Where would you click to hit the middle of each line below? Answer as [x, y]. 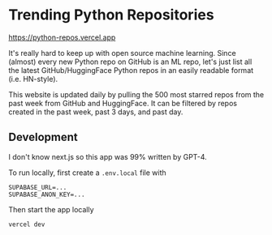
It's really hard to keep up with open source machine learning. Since [123, 53]
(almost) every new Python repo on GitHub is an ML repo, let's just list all [130, 62]
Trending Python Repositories [111, 15]
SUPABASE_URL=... [38, 187]
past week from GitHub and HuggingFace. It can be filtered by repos [123, 103]
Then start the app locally [51, 209]
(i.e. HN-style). [33, 79]
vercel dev [27, 224]
